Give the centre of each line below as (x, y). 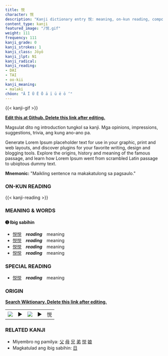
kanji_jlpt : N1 (21, 56)
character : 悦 (19, 15)
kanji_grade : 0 (21, 43)
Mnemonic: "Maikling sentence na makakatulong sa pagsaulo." (70, 173)
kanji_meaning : (21, 84)
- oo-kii (14, 80)
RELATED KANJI (25, 330)
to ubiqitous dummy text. (31, 164)
